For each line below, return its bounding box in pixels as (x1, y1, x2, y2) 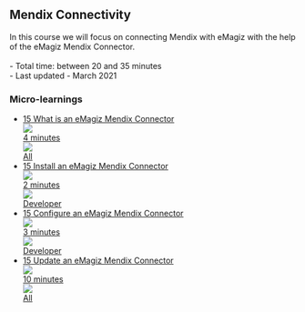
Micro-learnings (9, 93, 84, 106)
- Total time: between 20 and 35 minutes (9, 60, 162, 71)
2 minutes (22, 179, 61, 190)
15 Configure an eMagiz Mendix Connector (22, 208, 184, 219)
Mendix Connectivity (9, 7, 132, 23)
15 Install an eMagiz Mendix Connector (22, 161, 168, 172)
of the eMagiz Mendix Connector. (9, 41, 136, 52)
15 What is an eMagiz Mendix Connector (22, 114, 175, 125)
